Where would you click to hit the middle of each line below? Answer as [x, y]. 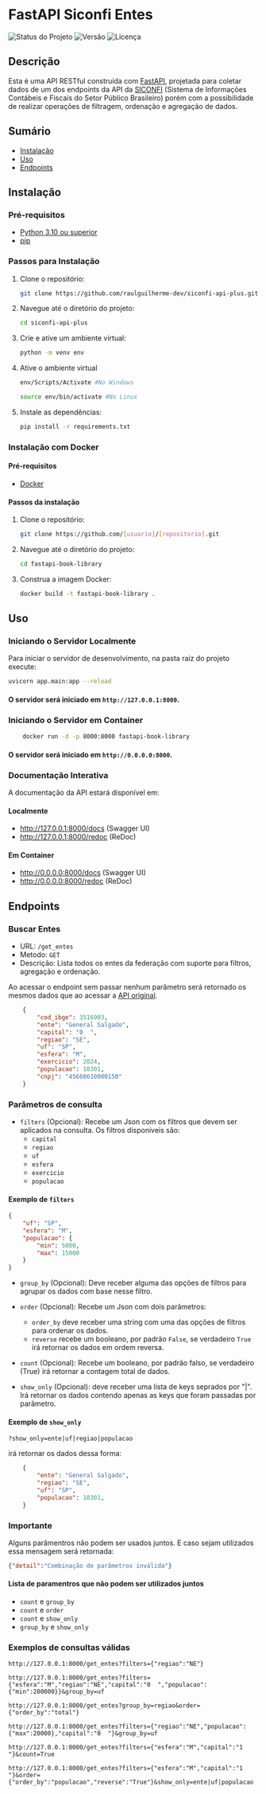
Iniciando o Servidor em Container [76, 720]
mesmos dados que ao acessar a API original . [83, 995]
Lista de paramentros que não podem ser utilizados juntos [106, 1584]
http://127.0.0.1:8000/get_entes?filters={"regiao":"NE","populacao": [127, 1727]
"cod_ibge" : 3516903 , [73, 1017]
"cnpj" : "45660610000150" [80, 1076]
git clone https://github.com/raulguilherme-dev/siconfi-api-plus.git [139, 293]
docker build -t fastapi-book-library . [87, 593]
